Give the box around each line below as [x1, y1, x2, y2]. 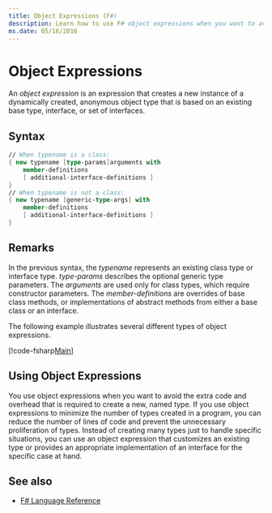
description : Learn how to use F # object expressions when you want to [8, 19, 255, 28]
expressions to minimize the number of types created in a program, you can [8, 408, 261, 417]
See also [8, 474, 53, 488]
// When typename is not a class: [8, 188, 125, 197]
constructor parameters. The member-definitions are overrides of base [8, 289, 245, 298]
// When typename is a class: [8, 151, 111, 159]
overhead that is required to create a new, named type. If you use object [8, 399, 249, 409]
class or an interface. [8, 306, 79, 315]
